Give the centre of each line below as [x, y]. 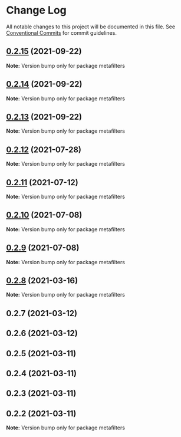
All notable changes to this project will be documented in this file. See [91, 27]
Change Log [36, 10]
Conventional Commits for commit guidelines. [61, 32]
